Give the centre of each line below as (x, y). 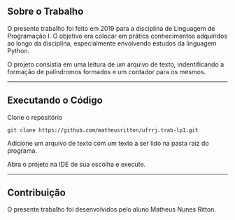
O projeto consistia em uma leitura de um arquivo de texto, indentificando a (116, 64)
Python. (19, 50)
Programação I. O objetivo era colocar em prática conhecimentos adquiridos (117, 36)
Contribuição (37, 193)
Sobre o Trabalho (45, 12)
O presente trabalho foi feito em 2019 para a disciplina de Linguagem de (111, 28)
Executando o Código (55, 101)
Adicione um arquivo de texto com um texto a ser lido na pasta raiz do (108, 143)
